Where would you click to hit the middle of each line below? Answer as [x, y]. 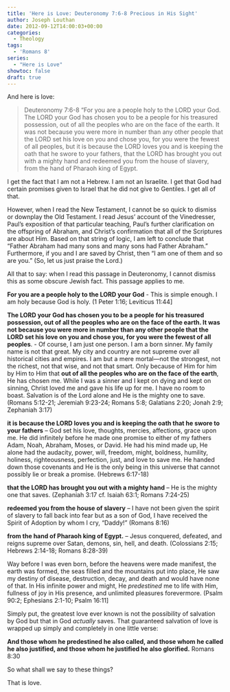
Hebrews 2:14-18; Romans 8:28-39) [58, 551]
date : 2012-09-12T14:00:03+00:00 [55, 26]
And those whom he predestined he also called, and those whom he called [115, 642]
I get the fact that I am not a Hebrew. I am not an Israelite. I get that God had [114, 182]
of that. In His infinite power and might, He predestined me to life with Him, [113, 586]
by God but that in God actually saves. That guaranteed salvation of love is [113, 621]
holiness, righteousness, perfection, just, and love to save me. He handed [111, 460]
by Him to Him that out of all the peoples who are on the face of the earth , [113, 373]
